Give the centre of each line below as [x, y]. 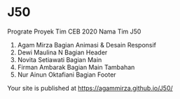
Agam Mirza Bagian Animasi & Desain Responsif [86, 45]
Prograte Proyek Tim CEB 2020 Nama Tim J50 [74, 31]
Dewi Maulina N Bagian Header [62, 52]
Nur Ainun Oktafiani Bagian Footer [67, 75]
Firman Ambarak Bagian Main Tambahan [76, 67]
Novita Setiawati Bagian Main [60, 59]
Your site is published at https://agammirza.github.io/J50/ [90, 88]
